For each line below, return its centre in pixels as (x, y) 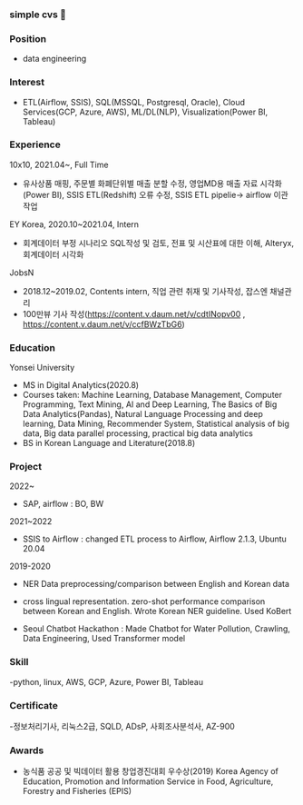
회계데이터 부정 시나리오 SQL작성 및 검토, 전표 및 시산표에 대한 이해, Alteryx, (158, 243)
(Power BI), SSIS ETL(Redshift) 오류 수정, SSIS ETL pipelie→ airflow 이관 (155, 194)
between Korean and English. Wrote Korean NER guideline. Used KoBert (157, 611)
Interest (27, 83)
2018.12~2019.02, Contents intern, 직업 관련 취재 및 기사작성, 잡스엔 (145, 291)
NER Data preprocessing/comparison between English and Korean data (156, 584)
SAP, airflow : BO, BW (63, 504)
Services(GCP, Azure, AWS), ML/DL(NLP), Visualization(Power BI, (145, 112)
